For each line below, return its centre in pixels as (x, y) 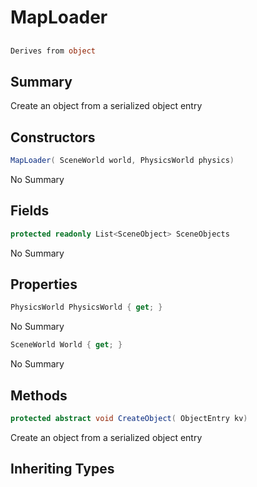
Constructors (53, 137)
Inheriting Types (62, 469)
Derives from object (53, 51)
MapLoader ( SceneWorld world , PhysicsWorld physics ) (122, 161)
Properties (44, 284)
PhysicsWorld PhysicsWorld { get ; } (86, 307)
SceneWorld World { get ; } (66, 345)
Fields (30, 211)
